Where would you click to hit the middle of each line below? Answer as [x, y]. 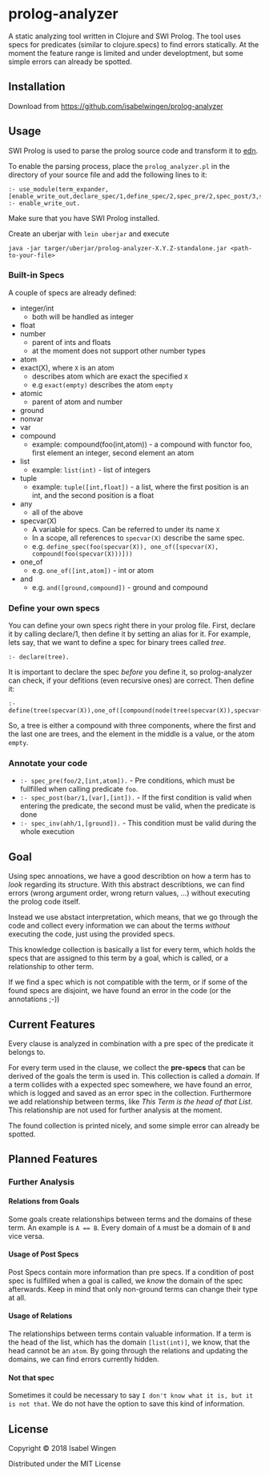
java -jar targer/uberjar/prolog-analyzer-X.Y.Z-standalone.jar [118, 248]
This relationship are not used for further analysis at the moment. [115, 1110]
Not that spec [31, 1377]
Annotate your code [48, 764]
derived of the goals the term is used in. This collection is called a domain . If [134, 1076]
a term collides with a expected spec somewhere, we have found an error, [130, 1084]
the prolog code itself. [44, 902]
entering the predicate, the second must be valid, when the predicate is [138, 806]
